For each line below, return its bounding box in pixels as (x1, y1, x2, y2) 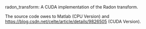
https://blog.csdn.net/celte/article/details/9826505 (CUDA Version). (5, 19, 141, 24)
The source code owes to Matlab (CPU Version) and (5, 14, 109, 19)
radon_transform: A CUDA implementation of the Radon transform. (5, 4, 138, 10)
